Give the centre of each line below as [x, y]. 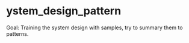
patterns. [17, 33]
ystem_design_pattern [64, 11]
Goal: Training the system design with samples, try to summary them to [94, 27]
